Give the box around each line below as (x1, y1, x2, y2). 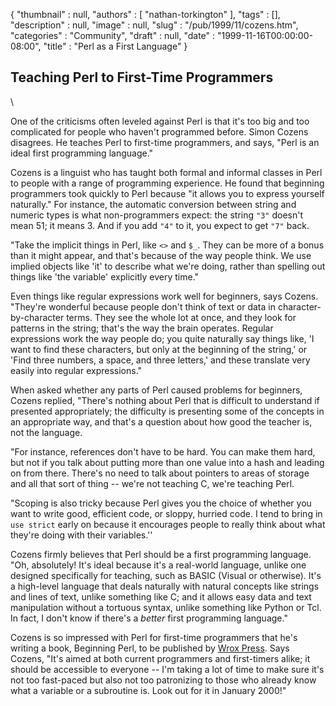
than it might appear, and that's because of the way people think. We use (10, 249, 312, 261)
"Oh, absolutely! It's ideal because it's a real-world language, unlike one (10, 559, 307, 571)
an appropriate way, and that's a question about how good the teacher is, (10, 415, 313, 428)
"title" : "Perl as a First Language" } (43, 40, 188, 52)
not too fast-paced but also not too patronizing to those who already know (10, 674, 317, 686)
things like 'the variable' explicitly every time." (10, 270, 200, 283)
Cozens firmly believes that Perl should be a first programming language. (10, 548, 312, 560)
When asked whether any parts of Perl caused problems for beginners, (10, 384, 303, 396)
